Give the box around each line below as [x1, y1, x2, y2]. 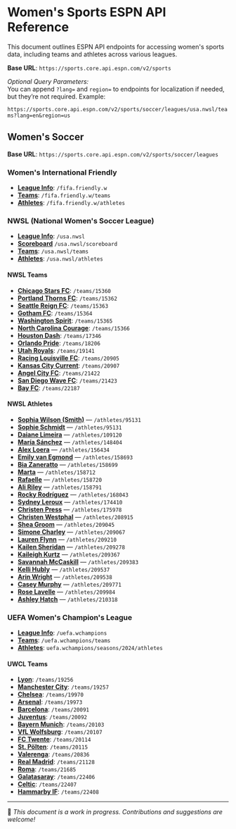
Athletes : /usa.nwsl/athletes [17, 254, 103, 263]
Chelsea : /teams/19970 [17, 690, 84, 699]
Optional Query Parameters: [7, 77, 89, 85]
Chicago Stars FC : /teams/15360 [17, 286, 111, 294]
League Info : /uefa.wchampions [17, 628, 107, 637]
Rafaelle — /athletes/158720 [17, 475, 103, 483]
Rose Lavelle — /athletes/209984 [17, 587, 116, 596]
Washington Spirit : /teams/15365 [17, 316, 113, 325]
